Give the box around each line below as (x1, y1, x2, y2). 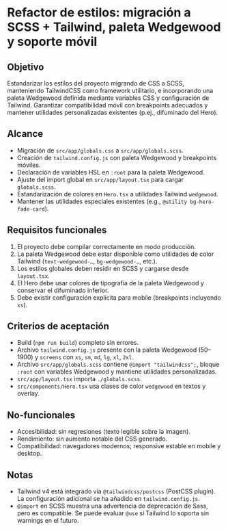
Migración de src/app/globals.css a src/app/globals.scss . (16, 146, 184, 155)
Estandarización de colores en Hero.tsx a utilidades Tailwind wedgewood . (16, 190, 218, 198)
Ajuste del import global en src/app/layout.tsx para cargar (16, 175, 184, 183)
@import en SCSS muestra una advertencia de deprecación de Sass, (16, 502, 208, 510)
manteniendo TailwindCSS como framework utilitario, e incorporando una (7, 87, 214, 94)
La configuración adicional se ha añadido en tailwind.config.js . (16, 495, 200, 503)
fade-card (16, 205, 46, 213)
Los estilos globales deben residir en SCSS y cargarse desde (16, 264, 189, 272)
